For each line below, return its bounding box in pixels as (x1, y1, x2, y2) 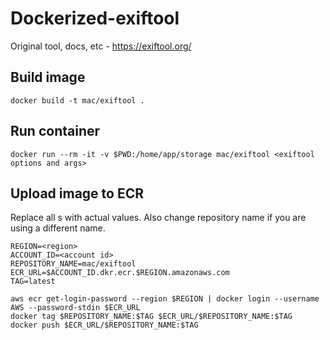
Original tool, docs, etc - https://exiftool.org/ (10, 40, 192, 52)
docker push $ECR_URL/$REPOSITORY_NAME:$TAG (10, 320, 199, 331)
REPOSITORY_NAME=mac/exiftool (10, 259, 137, 269)
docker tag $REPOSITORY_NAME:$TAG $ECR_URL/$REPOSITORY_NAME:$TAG (10, 312, 293, 322)
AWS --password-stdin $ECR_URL (10, 303, 141, 313)
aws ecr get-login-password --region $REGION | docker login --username (10, 294, 320, 304)
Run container (10, 123, 101, 140)
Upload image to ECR (10, 185, 145, 202)
